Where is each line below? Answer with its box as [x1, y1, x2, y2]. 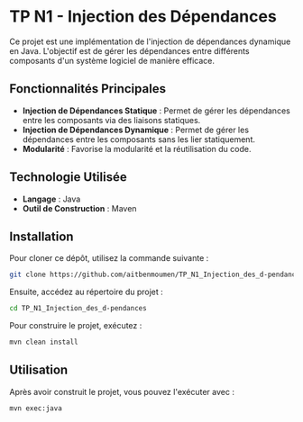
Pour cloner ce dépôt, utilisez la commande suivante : [9, 253, 209, 264]
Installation [9, 229, 74, 244]
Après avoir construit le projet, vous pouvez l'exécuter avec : [9, 386, 234, 397]
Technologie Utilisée [9, 169, 128, 185]
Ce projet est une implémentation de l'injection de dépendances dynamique [9, 36, 291, 47]
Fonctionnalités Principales [9, 81, 167, 96]
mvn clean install [9, 337, 78, 347]
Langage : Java [22, 193, 81, 204]
